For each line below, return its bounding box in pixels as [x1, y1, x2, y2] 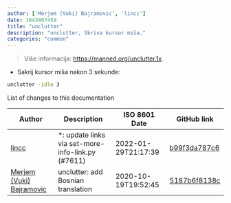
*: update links [58, 130, 106, 140]
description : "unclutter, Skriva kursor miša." [7, 29, 146, 36]
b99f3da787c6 [169, 143, 220, 152]
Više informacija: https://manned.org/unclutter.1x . [23, 54, 164, 63]
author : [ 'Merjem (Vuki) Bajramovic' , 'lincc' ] [7, 10, 146, 17]
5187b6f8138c [169, 176, 221, 185]
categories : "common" [7, 36, 69, 43]
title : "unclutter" [7, 23, 63, 30]
